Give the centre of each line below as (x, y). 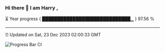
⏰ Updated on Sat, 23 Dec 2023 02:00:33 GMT (53, 35)
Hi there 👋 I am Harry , (32, 8)
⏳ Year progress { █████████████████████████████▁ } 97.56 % (80, 19)
